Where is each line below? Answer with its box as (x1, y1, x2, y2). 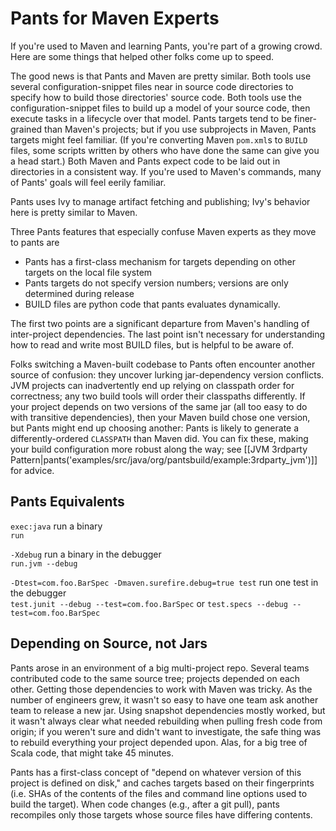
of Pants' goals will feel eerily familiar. (10, 176, 167, 188)
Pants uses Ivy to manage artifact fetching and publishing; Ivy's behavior (10, 195, 311, 207)
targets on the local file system (24, 266, 153, 278)
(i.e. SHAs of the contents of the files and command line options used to (10, 787, 308, 799)
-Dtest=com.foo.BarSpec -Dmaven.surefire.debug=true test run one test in (10, 576, 319, 588)
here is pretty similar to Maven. (10, 206, 138, 218)
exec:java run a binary (10, 520, 103, 532)
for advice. (10, 464, 55, 476)
